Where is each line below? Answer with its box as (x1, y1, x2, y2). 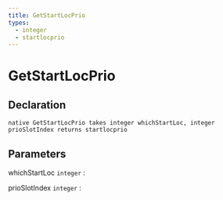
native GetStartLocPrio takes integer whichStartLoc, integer (8, 119, 215, 127)
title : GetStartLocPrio (8, 11, 86, 20)
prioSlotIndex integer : (8, 184, 82, 193)
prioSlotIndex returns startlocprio (8, 126, 128, 134)
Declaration (8, 98, 67, 111)
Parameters (8, 147, 67, 161)
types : (8, 19, 30, 27)
